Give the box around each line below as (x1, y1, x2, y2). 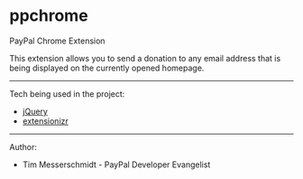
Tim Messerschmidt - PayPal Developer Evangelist (22, 159, 211, 170)
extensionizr (22, 115, 69, 127)
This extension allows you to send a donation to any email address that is (9, 52, 281, 63)
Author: (9, 141, 38, 152)
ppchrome (9, 5, 88, 26)
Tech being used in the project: (9, 88, 125, 99)
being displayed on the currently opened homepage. (9, 62, 205, 73)
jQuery (22, 106, 48, 117)
